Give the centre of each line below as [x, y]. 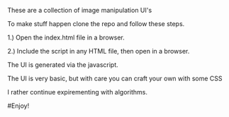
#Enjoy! [18, 106]
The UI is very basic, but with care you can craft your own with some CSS [115, 78]
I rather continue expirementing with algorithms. [77, 92]
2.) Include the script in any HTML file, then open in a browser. [99, 51]
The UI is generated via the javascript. [63, 65]
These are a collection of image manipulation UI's [80, 10]
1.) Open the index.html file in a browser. [66, 37]
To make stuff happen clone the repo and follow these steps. [96, 24]
